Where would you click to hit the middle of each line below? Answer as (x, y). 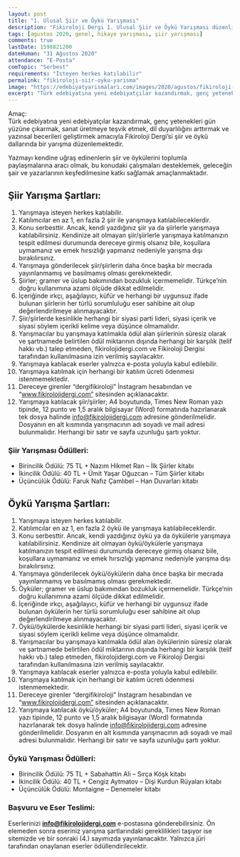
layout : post (27, 14)
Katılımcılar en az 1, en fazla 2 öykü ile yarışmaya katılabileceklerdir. (117, 529)
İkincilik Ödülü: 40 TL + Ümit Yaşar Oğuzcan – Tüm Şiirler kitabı (111, 474)
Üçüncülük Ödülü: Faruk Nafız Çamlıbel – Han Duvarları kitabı (108, 481)
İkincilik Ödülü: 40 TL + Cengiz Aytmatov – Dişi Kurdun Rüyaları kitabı (120, 781)
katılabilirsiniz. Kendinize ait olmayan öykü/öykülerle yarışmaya (111, 544)
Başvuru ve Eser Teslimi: (52, 808)
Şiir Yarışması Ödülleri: (48, 450)
